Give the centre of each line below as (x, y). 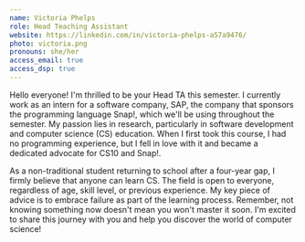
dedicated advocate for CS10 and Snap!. (85, 153)
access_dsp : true (42, 69)
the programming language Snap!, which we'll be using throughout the (142, 114)
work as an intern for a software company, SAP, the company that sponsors (152, 104)
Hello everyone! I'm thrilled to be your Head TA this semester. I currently (145, 95)
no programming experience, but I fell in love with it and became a (134, 143)
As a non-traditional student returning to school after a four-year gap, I (142, 171)
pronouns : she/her (44, 52)
